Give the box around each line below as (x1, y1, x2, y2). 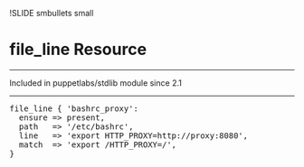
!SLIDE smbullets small (9, 8, 94, 18)
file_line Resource (9, 40, 147, 60)
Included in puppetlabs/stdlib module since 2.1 (9, 77, 183, 88)
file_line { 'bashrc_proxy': (9, 103, 138, 114)
